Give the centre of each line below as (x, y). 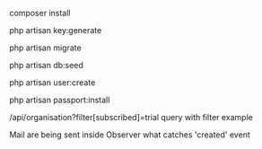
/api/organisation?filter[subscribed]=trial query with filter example (131, 117)
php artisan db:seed (46, 65)
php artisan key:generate (56, 30)
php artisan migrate (46, 48)
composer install (40, 13)
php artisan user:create (52, 83)
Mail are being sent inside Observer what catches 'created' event (130, 135)
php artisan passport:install (60, 100)
